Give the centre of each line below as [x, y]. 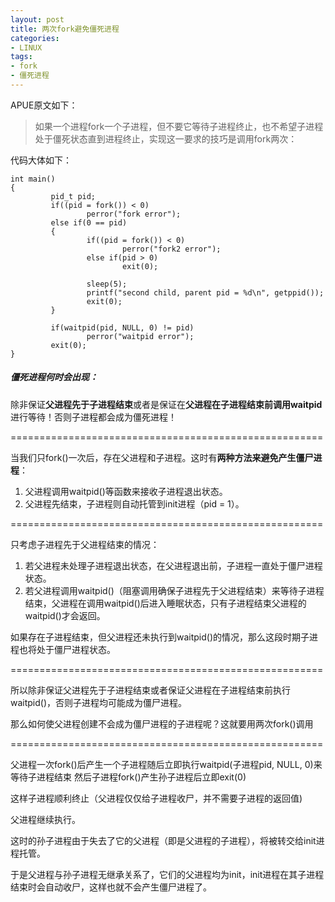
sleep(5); [107, 284]
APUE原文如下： [44, 105]
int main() [33, 179]
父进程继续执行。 [45, 819]
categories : [35, 38]
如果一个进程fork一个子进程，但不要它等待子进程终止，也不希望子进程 [179, 126]
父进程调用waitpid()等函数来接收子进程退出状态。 [126, 491]
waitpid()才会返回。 [65, 615]
